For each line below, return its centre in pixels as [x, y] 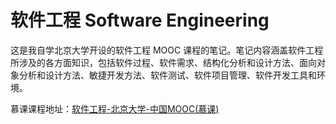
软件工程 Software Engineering [140, 20]
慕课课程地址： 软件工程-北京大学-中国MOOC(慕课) [115, 108]
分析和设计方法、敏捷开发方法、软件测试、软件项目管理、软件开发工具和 [167, 75]
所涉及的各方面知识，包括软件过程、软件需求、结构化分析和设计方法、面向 [163, 62]
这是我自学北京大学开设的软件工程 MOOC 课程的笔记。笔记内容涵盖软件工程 [167, 50]
